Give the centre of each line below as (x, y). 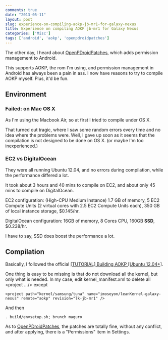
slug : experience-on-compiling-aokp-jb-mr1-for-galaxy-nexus (71, 24)
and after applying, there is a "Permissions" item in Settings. (68, 331)
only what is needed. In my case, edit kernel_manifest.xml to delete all (78, 279)
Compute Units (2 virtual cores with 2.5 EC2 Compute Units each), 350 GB (82, 205)
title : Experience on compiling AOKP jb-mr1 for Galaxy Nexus (72, 29)
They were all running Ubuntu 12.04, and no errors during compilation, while (84, 169)
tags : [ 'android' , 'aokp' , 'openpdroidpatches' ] (57, 38)
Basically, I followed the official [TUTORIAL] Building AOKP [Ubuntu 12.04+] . (84, 264)
